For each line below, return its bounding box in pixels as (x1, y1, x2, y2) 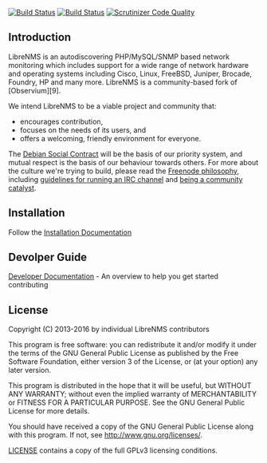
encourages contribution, (19, 117, 104, 126)
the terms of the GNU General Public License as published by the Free (8, 348, 239, 358)
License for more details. (8, 406, 90, 416)
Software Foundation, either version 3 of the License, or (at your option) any (8, 357, 258, 366)
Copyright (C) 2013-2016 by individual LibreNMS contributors (8, 324, 210, 334)
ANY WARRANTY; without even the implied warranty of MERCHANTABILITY (8, 390, 257, 399)
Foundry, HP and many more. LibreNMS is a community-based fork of (8, 77, 238, 87)
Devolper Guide (8, 251, 88, 264)
